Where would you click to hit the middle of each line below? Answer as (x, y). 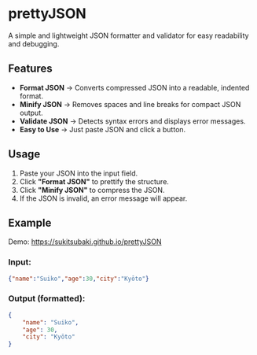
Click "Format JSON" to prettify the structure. (94, 181)
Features (30, 69)
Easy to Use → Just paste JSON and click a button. (103, 129)
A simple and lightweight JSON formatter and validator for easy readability (128, 35)
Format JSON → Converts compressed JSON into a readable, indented (134, 87)
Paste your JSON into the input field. (79, 173)
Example (30, 222)
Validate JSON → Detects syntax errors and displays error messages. (132, 121)
